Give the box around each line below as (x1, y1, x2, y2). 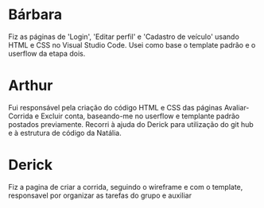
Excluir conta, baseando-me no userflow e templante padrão (41, 111, 240, 121)
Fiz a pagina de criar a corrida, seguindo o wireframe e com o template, (8, 182, 243, 191)
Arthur (8, 77, 53, 94)
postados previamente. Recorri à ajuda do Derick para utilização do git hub (8, 119, 254, 129)
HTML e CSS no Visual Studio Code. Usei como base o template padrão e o (8, 40, 256, 49)
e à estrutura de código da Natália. (8, 128, 122, 137)
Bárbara (8, 6, 63, 24)
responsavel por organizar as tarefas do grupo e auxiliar (8, 191, 192, 200)
